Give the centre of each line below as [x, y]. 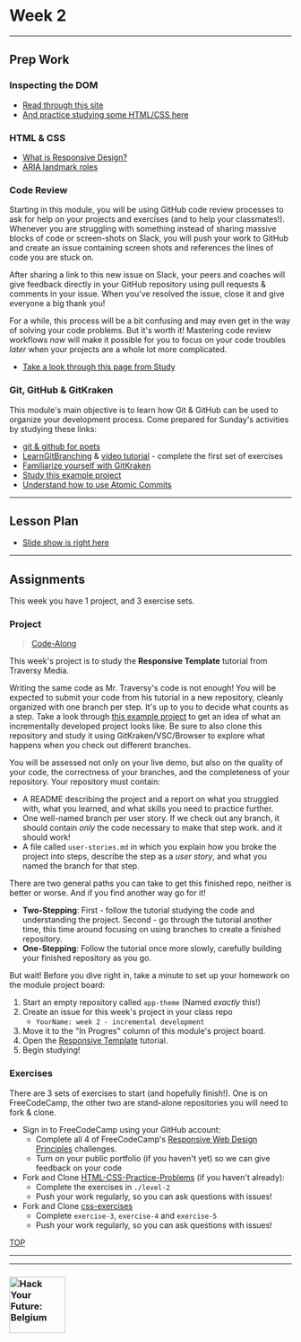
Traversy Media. [39, 671]
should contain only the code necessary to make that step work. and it [152, 828]
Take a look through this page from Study [99, 367]
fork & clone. [33, 1112]
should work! [46, 837]
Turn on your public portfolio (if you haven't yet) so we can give [153, 1158]
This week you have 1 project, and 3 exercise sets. [102, 601]
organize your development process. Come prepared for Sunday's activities [149, 419]
